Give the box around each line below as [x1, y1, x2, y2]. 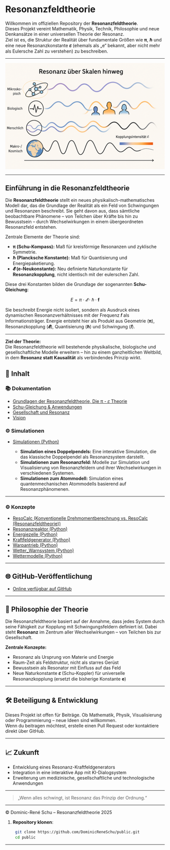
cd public [15, 835, 36, 840]
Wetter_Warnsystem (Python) [12, 547, 74, 554]
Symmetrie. [12, 249, 37, 255]
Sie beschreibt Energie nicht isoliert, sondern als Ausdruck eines [5, 307, 140, 313]
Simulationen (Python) [12, 439, 59, 445]
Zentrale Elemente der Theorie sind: [5, 234, 80, 240]
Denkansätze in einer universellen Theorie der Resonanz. [5, 31, 124, 37]
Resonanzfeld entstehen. [5, 224, 57, 230]
